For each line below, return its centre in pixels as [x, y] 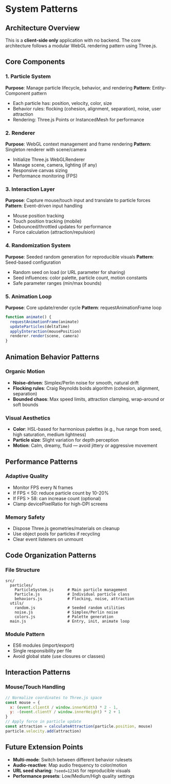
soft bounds [25, 405]
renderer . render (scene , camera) [45, 336]
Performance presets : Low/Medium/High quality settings [73, 776]
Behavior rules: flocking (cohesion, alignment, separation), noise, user [87, 108]
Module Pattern [25, 634]
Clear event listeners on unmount [48, 539]
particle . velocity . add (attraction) [43, 731]
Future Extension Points [44, 747]
